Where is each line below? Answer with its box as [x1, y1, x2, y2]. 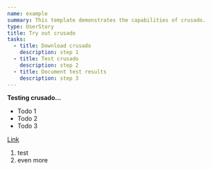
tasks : [7, 36, 26, 43]
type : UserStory [7, 23, 54, 30]
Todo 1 [17, 107, 37, 115]
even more [17, 156, 48, 164]
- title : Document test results [13, 68, 107, 75]
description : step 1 [19, 49, 79, 56]
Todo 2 [17, 114, 38, 123]
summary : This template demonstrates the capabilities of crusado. [7, 17, 206, 24]
